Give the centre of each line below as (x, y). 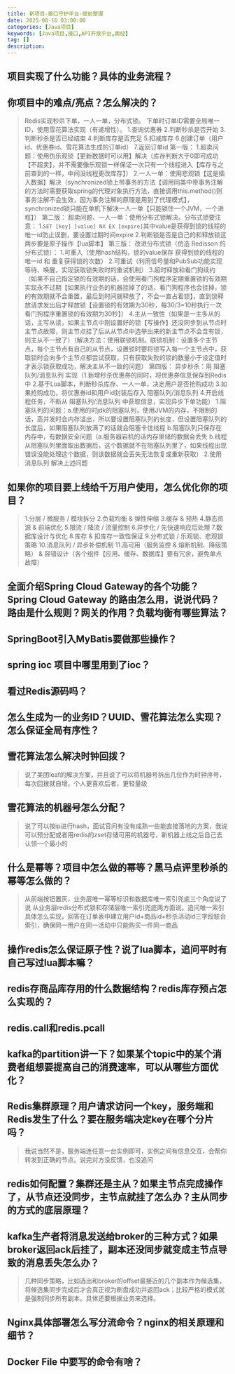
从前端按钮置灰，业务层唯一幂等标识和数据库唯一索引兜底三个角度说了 (126, 899)
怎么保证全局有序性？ (53, 730)
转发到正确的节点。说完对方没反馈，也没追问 (89, 1159)
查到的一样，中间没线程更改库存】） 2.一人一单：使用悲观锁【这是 (124, 173)
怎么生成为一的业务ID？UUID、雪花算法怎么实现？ (115, 717)
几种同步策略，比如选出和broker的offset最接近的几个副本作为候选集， (125, 1281)
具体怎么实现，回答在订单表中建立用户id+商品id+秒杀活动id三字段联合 (125, 916)
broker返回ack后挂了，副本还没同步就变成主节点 (113, 1249)
